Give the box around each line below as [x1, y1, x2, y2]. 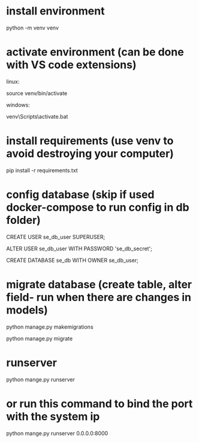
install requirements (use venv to [6, 134, 174, 148]
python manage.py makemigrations [6, 323, 94, 330]
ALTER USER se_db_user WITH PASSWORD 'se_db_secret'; [6, 245, 153, 252]
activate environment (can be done [6, 45, 184, 59]
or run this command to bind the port [6, 397, 193, 410]
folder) [6, 214, 41, 227]
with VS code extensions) [6, 58, 137, 72]
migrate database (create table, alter [6, 277, 192, 291]
